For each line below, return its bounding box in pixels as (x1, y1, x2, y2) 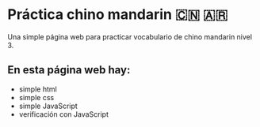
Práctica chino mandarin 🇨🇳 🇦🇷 (7, 6, 228, 24)
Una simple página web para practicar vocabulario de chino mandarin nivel (7, 32, 253, 41)
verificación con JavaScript (18, 109, 109, 119)
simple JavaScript (18, 101, 78, 110)
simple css (18, 92, 55, 102)
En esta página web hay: (7, 63, 131, 77)
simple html (18, 84, 57, 94)
